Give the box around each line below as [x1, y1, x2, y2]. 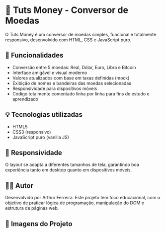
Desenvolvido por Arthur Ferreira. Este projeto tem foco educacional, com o [5, 195, 161, 201]
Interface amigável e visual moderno [12, 70, 87, 76]
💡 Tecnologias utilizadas [5, 110, 83, 119]
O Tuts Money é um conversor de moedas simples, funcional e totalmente [5, 31, 157, 37]
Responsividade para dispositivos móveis [12, 85, 97, 91]
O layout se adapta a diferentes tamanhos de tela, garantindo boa [5, 161, 139, 168]
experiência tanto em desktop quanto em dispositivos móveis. [5, 167, 132, 173]
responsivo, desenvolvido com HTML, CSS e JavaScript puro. [5, 37, 132, 43]
